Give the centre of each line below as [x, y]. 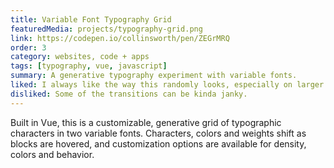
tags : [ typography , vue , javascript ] [89, 66]
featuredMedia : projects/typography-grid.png [106, 29]
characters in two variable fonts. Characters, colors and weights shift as [158, 133]
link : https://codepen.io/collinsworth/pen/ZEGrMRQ [120, 38]
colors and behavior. [52, 154]
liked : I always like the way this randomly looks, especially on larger [167, 85]
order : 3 [28, 47]
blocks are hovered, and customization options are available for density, [158, 143]
